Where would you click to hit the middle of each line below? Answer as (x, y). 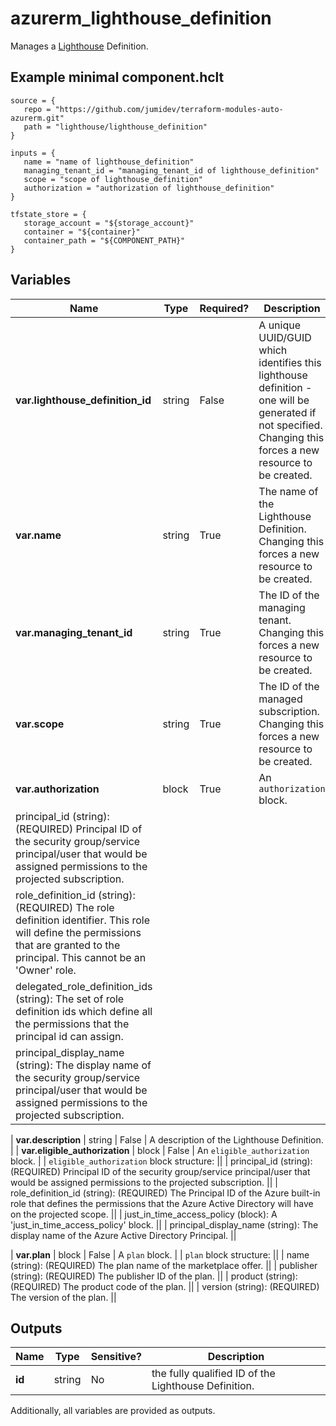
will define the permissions (78, 932)
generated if (287, 412)
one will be (284, 400)
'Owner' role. (46, 970)
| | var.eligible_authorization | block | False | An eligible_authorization (160, 1150)
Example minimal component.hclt (117, 77)
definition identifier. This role (82, 920)
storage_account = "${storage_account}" (109, 223)
